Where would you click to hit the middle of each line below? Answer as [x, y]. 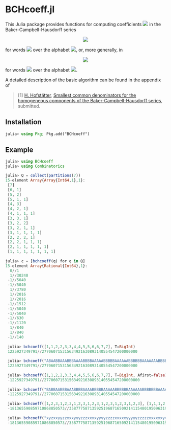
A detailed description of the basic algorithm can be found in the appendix [83, 80]
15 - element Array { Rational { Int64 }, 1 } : [46, 266]
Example [19, 150]
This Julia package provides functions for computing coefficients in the [83, 24]
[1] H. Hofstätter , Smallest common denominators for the [77, 95]
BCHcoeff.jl [30, 9]
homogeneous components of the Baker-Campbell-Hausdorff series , [90, 100]
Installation [23, 122]
